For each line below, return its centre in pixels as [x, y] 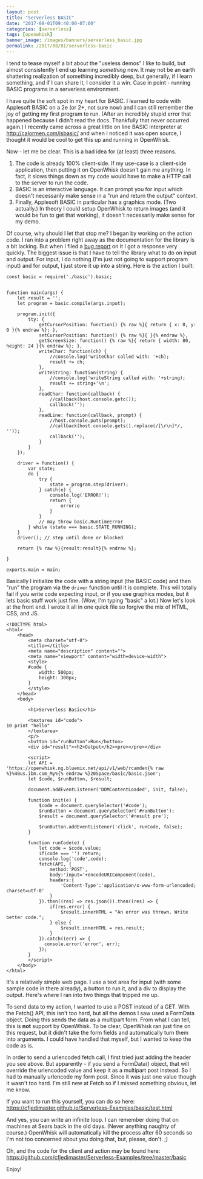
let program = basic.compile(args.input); [72, 303]
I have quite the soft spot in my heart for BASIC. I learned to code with [94, 100]
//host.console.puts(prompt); [88, 421]
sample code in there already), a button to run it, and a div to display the [96, 988]
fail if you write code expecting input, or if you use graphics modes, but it [98, 593]
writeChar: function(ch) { [73, 351]
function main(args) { [35, 293]
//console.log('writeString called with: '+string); [118, 378]
